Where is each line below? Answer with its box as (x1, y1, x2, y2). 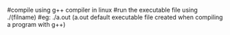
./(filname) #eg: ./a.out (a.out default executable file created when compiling (7, 13, 223, 21)
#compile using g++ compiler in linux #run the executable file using (7, 6, 198, 14)
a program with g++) (7, 21, 66, 28)
